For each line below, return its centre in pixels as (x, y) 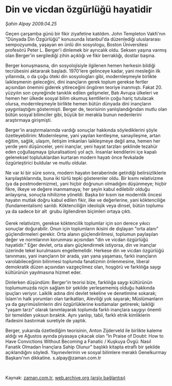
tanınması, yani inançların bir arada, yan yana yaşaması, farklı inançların (81, 256)
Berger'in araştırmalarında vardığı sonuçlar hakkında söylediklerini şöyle (81, 130)
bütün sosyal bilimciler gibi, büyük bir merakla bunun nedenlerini (74, 115)
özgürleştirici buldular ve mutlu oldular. (46, 162)
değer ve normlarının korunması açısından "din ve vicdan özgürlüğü (77, 240)
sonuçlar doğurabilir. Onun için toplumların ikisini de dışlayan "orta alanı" (82, 228)
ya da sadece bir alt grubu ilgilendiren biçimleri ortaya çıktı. (69, 211)
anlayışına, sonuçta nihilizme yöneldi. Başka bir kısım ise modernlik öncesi (84, 194)
